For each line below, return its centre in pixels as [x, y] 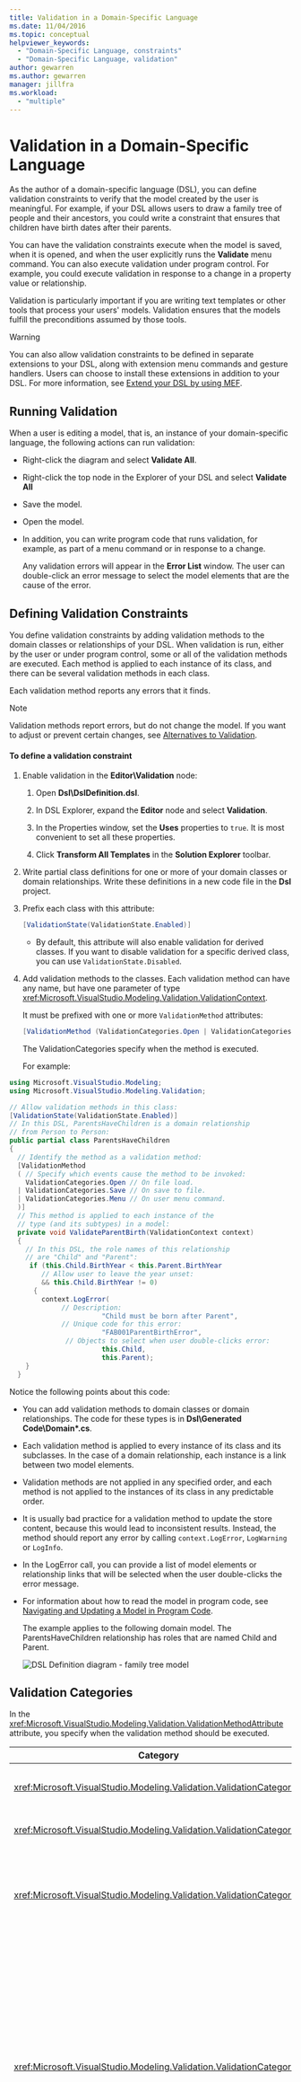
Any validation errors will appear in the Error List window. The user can [153, 566]
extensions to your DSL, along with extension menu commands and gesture [149, 364]
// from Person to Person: [60, 1133]
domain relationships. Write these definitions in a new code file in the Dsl [157, 882]
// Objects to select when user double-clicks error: [168, 1341]
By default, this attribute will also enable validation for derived [150, 942]
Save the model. [52, 505]
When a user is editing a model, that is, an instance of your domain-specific [149, 433]
